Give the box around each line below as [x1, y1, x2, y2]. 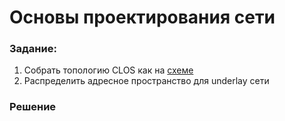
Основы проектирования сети [9, 6, 276, 29]
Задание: [9, 42, 57, 56]
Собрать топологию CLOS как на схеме [23, 64, 194, 76]
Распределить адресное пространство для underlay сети [23, 75, 270, 87]
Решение [9, 100, 57, 114]
